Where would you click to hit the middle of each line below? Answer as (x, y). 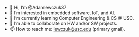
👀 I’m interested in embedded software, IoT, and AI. (63, 13)
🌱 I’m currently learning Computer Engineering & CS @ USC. (72, 18)
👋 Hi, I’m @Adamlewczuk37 (38, 8)
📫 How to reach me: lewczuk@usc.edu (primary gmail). (68, 29)
